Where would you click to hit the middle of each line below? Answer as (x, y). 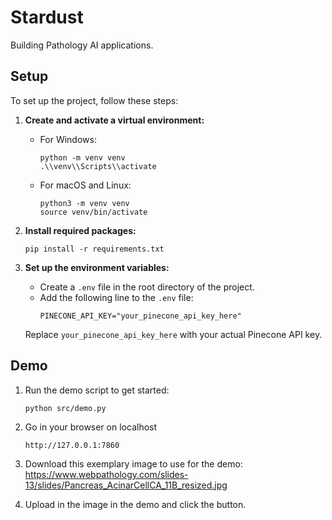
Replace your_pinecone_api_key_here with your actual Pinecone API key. (173, 334)
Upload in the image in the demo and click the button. (135, 504)
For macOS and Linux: (85, 185)
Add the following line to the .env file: (116, 297)
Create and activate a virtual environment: (114, 120)
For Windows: (68, 139)
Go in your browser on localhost (91, 427)
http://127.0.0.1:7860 (72, 445)
